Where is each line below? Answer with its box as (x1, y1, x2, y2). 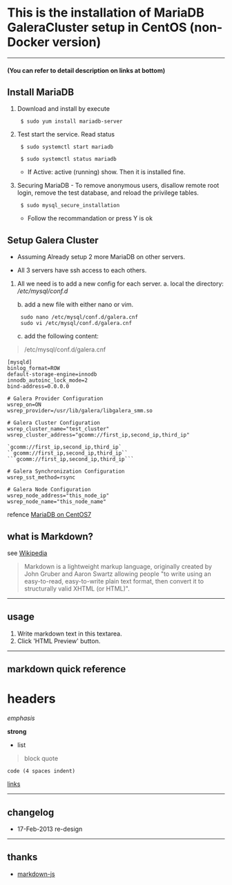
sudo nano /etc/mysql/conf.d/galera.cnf (20, 314, 139, 321)
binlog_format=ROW (7, 365, 60, 372)
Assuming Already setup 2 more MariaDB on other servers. (17, 253, 185, 261)
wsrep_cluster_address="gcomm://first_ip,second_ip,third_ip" (7, 432, 190, 439)
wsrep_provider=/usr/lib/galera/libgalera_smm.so (7, 408, 153, 414)
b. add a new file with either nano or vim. (17, 300, 134, 309)
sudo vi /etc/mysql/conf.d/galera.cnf (20, 320, 133, 327)
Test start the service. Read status (17, 130, 115, 139)
